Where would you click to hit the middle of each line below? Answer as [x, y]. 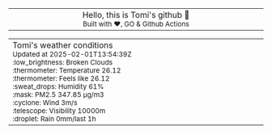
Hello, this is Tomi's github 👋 [136, 15]
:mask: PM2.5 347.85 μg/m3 [58, 95]
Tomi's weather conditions [63, 45]
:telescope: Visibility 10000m [59, 111]
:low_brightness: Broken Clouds [63, 63]
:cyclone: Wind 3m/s [45, 103]
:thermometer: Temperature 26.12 [67, 71]
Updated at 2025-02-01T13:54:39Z [72, 54]
